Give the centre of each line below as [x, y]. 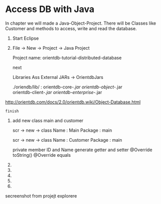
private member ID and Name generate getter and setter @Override [82, 150]
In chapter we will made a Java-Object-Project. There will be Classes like [81, 23]
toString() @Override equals [42, 155]
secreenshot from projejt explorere [41, 196]
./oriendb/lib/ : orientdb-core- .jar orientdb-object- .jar [67, 87]
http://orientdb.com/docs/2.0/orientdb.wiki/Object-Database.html [73, 102]
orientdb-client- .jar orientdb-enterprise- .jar [57, 92]
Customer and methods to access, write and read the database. [71, 28]
